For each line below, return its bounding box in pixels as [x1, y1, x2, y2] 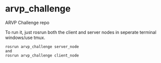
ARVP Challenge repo [5, 19, 50, 25]
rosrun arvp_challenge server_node [5, 44, 79, 49]
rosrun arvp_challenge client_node [5, 53, 79, 58]
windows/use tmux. [5, 34, 46, 40]
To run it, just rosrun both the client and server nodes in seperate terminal [5, 29, 157, 35]
